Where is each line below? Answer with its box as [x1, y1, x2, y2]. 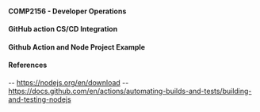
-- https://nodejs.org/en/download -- [8, 77, 129, 87]
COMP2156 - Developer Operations [8, 6, 127, 16]
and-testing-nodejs [8, 95, 71, 104]
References [8, 60, 48, 70]
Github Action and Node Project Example [8, 42, 145, 51]
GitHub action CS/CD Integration [8, 24, 118, 34]
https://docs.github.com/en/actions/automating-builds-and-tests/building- [8, 86, 252, 95]
